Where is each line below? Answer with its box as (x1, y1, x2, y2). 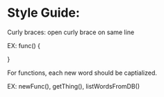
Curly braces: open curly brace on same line (7, 28, 135, 36)
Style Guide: (7, 5, 80, 21)
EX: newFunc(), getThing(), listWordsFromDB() (7, 82, 140, 90)
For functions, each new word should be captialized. (7, 68, 158, 77)
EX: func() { (7, 41, 40, 50)
